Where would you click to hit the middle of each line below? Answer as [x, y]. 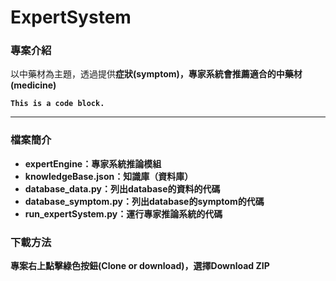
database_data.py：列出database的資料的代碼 [122, 188]
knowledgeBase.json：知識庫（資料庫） [109, 176]
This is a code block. [57, 104]
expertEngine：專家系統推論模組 [93, 163]
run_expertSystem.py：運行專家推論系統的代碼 [123, 213]
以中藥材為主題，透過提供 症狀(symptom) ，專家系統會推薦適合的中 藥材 [156, 74]
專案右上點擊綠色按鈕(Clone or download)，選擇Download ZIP [140, 266]
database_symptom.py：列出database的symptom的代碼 [144, 201]
